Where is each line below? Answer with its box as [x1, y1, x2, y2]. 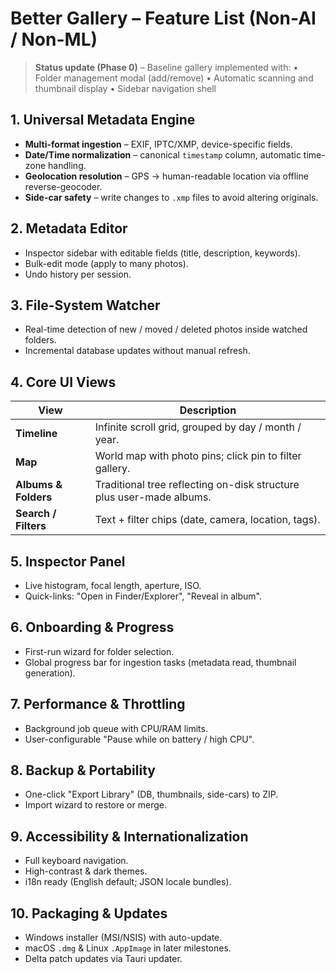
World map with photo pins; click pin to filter [94, 449, 302, 463]
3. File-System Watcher [10, 297, 161, 314]
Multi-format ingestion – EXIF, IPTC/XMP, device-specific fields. [24, 138, 293, 150]
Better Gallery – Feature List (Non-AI [10, 7, 317, 30]
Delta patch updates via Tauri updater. [24, 953, 183, 965]
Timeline [15, 427, 58, 441]
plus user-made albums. [94, 490, 212, 504]
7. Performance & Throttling [10, 696, 186, 713]
